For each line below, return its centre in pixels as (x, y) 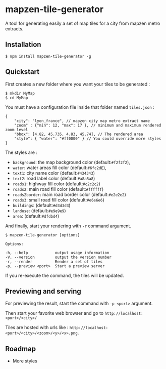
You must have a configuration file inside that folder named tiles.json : (80, 107)
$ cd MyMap (17, 98)
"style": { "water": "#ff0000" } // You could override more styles (88, 138)
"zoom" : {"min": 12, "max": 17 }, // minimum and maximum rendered (88, 125)
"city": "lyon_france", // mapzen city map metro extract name (82, 121)
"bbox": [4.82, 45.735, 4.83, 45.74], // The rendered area (79, 134)
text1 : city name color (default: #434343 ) (53, 173)
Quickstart (22, 72)
